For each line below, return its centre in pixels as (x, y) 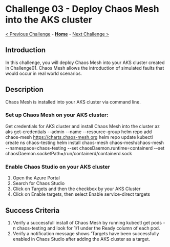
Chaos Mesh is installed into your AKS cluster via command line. (73, 102)
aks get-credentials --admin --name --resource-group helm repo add (79, 132)
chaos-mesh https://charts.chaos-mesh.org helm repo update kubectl (79, 137)
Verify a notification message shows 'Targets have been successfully (86, 233)
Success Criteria (33, 210)
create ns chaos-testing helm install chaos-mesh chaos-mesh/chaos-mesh (85, 142)
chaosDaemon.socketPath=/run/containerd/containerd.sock (69, 153)
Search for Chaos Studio (39, 183)
